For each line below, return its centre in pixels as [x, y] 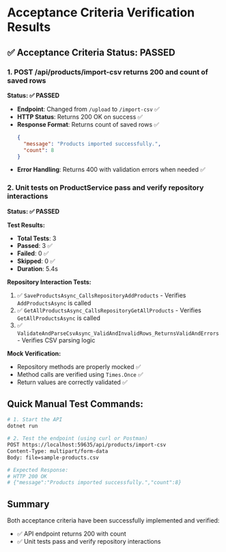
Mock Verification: [34, 353]
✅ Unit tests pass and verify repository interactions [89, 542]
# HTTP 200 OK [27, 476]
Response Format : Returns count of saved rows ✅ [88, 124]
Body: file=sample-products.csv [53, 457]
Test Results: [26, 225]
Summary [28, 504]
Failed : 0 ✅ [33, 253]
